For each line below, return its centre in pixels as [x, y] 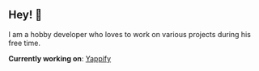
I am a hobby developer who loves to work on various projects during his [129, 34]
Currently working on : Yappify [60, 58]
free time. [24, 43]
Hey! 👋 [25, 15]
